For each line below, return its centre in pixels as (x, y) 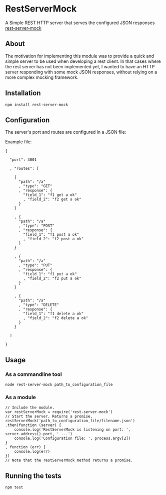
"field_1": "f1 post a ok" (51, 235)
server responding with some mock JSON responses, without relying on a (81, 72)
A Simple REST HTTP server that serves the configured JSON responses (80, 23)
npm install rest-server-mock (37, 105)
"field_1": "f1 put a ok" (50, 274)
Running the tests (33, 476)
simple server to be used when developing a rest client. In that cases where (83, 61)
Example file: (18, 142)
